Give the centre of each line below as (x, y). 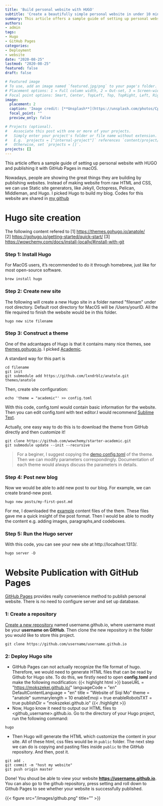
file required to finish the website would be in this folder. (61, 312)
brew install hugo (24, 279)
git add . (15, 761)
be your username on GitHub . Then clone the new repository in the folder (79, 630)
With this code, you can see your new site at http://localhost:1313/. (71, 544)
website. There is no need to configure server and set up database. (72, 602)
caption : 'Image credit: (34, 109)
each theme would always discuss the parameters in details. (77, 465)
